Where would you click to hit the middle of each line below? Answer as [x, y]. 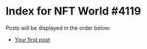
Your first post [32, 39]
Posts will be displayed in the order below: [58, 28]
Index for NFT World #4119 [73, 11]
